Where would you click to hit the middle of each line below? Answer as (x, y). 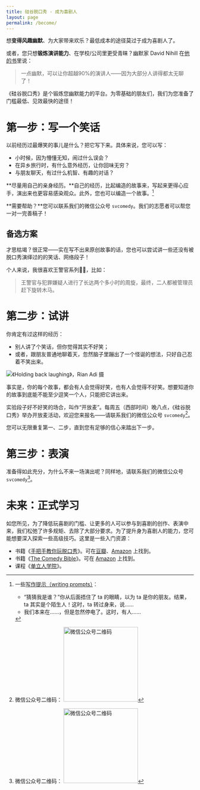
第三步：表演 (38, 454)
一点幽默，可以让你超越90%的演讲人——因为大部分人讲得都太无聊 (102, 74)
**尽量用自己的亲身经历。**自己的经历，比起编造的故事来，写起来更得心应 (98, 185)
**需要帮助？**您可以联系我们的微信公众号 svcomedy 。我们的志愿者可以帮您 (99, 206)
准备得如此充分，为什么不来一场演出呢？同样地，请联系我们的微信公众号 (95, 471)
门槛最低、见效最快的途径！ (40, 101)
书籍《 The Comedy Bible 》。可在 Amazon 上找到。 (76, 558)
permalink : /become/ (32, 23)
